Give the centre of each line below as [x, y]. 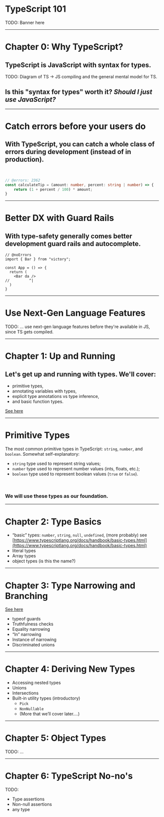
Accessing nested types [36, 683]
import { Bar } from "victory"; [38, 259]
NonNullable [31, 709]
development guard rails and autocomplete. [73, 244]
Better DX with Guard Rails [60, 218]
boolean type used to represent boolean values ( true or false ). [75, 474]
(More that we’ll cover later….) [50, 714]
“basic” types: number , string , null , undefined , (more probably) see [80, 535]
